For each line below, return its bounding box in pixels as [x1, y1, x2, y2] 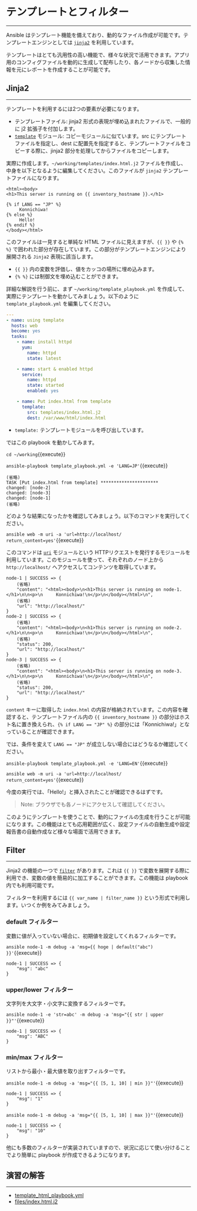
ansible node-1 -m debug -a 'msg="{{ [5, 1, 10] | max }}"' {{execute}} [6, 1112, 184, 1119]
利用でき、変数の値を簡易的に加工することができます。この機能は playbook [6, 874, 189, 882]
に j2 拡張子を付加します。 [14, 125, 79, 132]
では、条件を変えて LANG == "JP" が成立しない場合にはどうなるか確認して [6, 740, 184, 747]
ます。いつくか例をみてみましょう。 [6, 902, 93, 909]
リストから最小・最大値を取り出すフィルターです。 [6, 1068, 129, 1075]
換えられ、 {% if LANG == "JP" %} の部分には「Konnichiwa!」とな [31, 721, 190, 728]
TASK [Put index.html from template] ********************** [6, 480, 159, 486]
